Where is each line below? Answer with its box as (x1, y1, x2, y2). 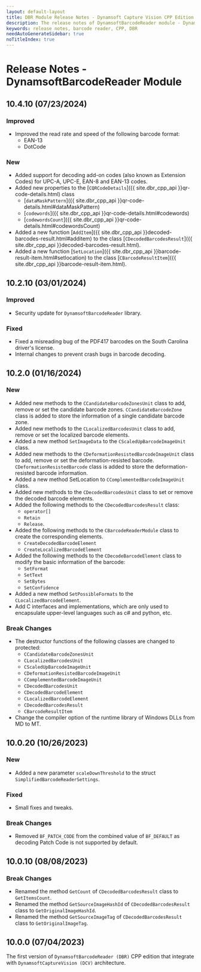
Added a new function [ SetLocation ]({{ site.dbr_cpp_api (14, 248, 153, 255)
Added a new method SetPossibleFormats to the (14, 590, 133, 597)
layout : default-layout (6, 8, 66, 15)
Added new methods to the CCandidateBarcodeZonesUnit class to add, (14, 399, 187, 407)
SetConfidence (23, 584, 59, 591)
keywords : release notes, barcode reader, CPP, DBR (6, 25, 138, 32)
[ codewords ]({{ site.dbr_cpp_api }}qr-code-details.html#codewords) (23, 210, 190, 217)
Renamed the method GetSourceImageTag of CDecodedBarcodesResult (14, 913, 182, 921)
